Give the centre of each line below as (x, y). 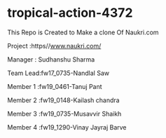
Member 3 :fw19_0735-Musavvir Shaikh (64, 113)
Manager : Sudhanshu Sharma (51, 59)
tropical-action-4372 (70, 13)
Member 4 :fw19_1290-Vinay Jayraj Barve (67, 127)
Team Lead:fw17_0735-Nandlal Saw (58, 73)
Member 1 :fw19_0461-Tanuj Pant (55, 86)
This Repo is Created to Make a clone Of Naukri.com (83, 32)
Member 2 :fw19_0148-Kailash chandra (64, 100)
